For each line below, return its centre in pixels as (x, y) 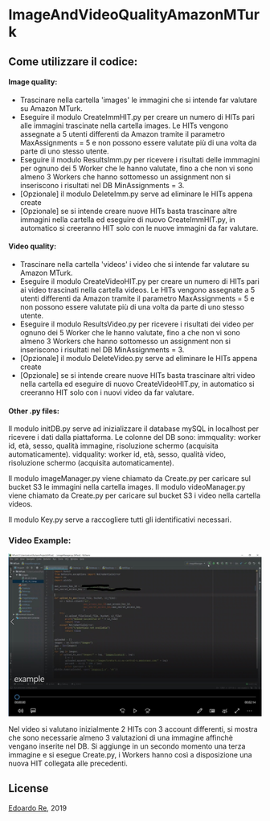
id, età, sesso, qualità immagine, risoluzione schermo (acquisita (113, 446)
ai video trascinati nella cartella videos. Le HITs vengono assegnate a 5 (137, 289)
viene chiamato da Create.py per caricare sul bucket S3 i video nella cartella (135, 495)
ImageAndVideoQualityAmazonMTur (134, 15)
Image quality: (33, 82)
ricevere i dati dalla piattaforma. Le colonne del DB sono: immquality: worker (135, 437)
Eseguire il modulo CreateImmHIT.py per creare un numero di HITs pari (137, 117)
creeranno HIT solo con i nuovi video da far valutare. (107, 392)
